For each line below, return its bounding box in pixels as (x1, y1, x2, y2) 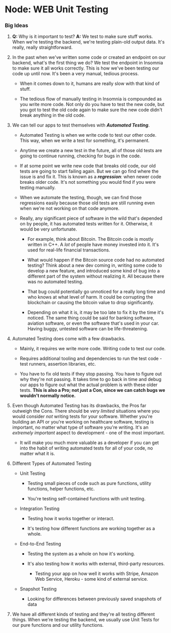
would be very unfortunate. (19, 226, 77, 233)
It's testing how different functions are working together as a (27, 525, 155, 532)
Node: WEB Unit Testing (5, 4, 109, 15)
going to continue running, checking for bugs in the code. (19, 153, 141, 159)
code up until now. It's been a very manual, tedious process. (12, 71, 139, 77)
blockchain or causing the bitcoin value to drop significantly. (27, 300, 154, 306)
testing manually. (19, 184, 56, 191)
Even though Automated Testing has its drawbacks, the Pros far (12, 403, 146, 409)
